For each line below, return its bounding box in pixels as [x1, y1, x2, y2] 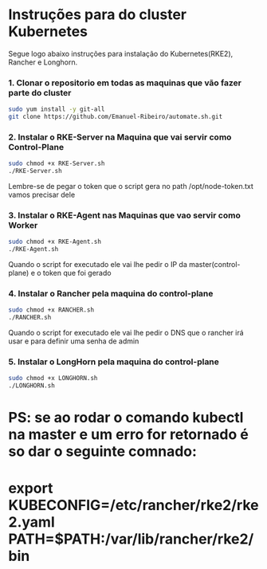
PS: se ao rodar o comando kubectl [8, 409, 244, 427]
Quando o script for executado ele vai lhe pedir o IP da [8, 260, 187, 269]
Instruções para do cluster [8, 6, 187, 24]
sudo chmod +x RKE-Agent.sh [8, 237, 102, 246]
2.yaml [8, 512, 55, 531]
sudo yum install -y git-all [8, 105, 105, 113]
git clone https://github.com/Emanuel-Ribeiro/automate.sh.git [8, 113, 223, 121]
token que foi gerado [42, 269, 112, 278]
